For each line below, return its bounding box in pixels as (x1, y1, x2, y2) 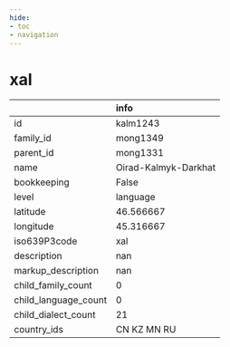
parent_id (14, 147, 54, 159)
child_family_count (14, 279, 92, 292)
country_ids (14, 323, 63, 336)
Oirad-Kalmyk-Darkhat (115, 161, 216, 174)
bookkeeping (14, 176, 70, 188)
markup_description (14, 265, 100, 277)
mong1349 (115, 132, 165, 145)
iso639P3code (14, 235, 78, 247)
